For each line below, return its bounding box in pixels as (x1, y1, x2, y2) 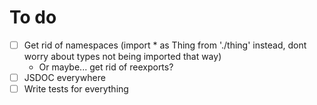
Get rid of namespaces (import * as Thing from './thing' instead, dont (23, 39, 307, 51)
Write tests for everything (23, 83, 129, 95)
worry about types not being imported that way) (23, 51, 222, 62)
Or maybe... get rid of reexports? (38, 61, 174, 73)
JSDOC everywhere (23, 72, 106, 83)
